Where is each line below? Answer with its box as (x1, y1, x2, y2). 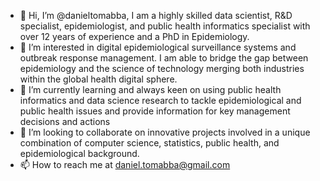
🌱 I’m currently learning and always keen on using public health (19, 84, 282, 95)
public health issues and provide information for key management (19, 105, 291, 117)
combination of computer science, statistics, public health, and (19, 137, 280, 149)
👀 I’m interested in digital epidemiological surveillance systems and (19, 41, 297, 53)
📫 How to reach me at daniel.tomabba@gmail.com (19, 159, 231, 170)
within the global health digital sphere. (19, 73, 178, 85)
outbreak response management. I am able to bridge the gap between (19, 52, 309, 64)
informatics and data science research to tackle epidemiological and (19, 95, 302, 106)
